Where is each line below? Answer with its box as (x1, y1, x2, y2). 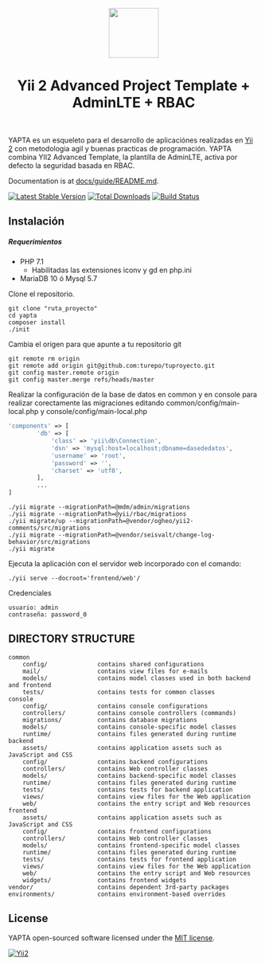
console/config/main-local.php (46, 407, 148, 416)
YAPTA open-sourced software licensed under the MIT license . (8, 932, 215, 943)
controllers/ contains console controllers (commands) (22, 709, 237, 717)
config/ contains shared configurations (22, 660, 205, 668)
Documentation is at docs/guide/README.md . (8, 176, 159, 186)
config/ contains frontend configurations (22, 827, 212, 835)
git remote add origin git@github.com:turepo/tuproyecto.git (8, 362, 216, 370)
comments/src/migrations (8, 524, 91, 533)
